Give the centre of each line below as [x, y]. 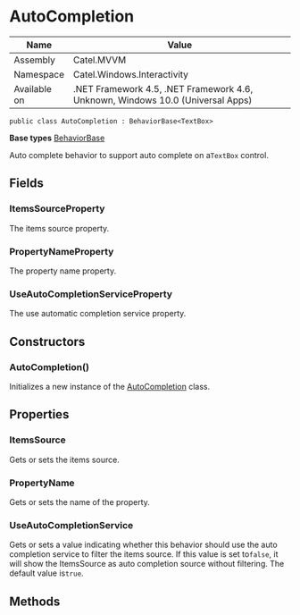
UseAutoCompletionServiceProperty [91, 294]
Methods [35, 601]
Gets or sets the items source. [65, 459]
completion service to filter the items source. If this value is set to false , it [144, 554]
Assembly [35, 60]
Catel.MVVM [100, 60]
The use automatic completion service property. [98, 314]
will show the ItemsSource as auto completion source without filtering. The [147, 564]
